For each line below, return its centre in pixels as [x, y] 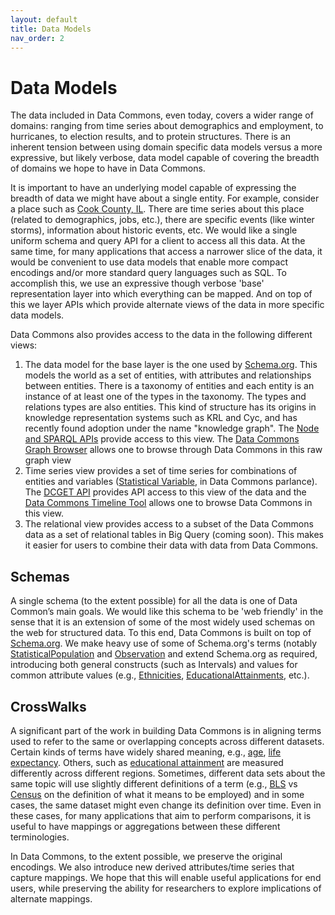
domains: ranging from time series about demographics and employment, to [167, 126]
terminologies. [40, 837]
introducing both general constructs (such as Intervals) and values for [154, 665]
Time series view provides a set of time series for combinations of [161, 471]
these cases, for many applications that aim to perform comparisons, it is [161, 815]
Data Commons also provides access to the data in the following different [161, 335]
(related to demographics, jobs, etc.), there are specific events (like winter [162, 220]
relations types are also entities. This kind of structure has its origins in [170, 407]
